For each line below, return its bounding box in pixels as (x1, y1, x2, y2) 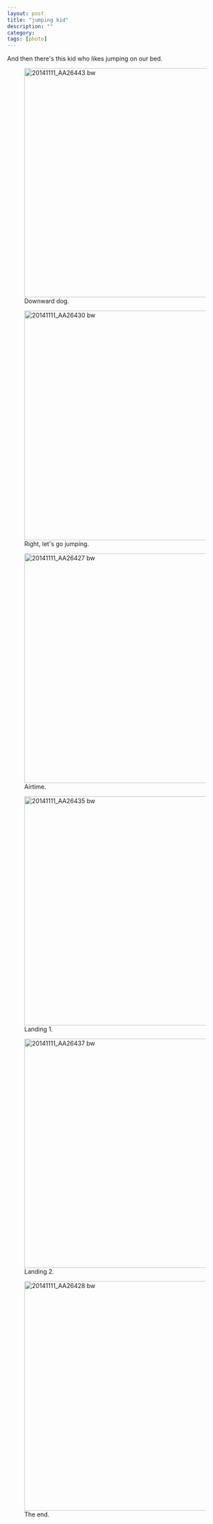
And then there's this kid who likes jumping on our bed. (7, 54, 163, 63)
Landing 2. (24, 1267, 55, 1276)
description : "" (7, 23, 53, 30)
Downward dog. (24, 297, 70, 305)
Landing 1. (24, 1025, 53, 1034)
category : (7, 29, 36, 36)
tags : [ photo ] (7, 36, 48, 43)
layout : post (7, 10, 45, 17)
